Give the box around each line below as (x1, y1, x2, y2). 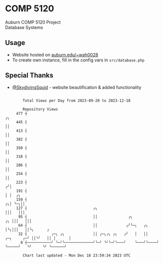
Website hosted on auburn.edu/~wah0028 (12, 52, 98, 58)
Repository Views (23, 107, 58, 112)
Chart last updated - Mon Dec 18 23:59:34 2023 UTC (23, 253, 131, 258)
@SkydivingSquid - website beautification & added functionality (12, 84, 141, 90)
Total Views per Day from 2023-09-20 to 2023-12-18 (23, 98, 131, 103)
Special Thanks (5, 71, 54, 80)
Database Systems (5, 24, 43, 30)
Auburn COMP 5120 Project (5, 19, 61, 25)
